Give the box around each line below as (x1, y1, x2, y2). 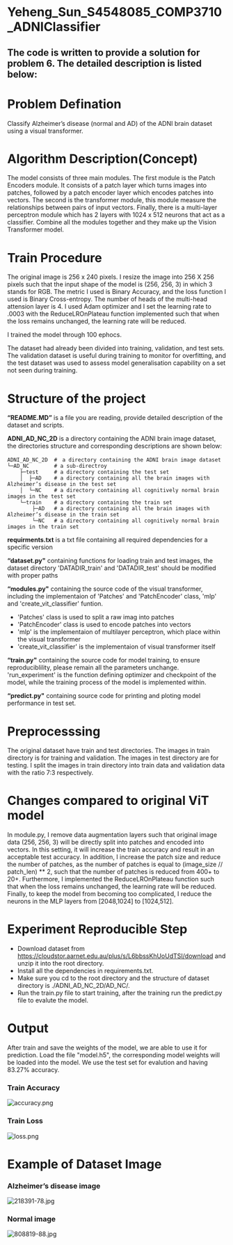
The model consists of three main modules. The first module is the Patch (7, 174, 216, 182)
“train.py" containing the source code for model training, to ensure (7, 656, 200, 665)
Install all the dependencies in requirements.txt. (17, 967, 154, 975)
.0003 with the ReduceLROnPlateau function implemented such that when (7, 310, 220, 318)
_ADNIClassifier (7, 19, 101, 35)
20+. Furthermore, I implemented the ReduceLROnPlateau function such (7, 875, 214, 884)
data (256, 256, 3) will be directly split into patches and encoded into (7, 838, 204, 847)
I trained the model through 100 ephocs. (7, 331, 122, 339)
